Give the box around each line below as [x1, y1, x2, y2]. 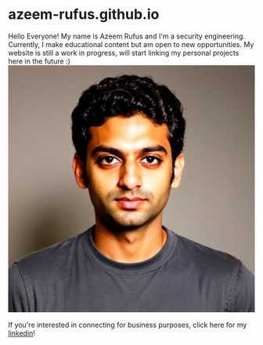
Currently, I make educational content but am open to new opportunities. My [8, 39, 254, 49]
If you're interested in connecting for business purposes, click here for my [8, 320, 247, 329]
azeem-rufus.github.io [8, 5, 160, 24]
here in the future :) [8, 56, 70, 66]
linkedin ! [8, 328, 35, 338]
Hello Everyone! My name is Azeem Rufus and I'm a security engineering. [8, 31, 245, 41]
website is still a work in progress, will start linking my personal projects [8, 48, 240, 57]
